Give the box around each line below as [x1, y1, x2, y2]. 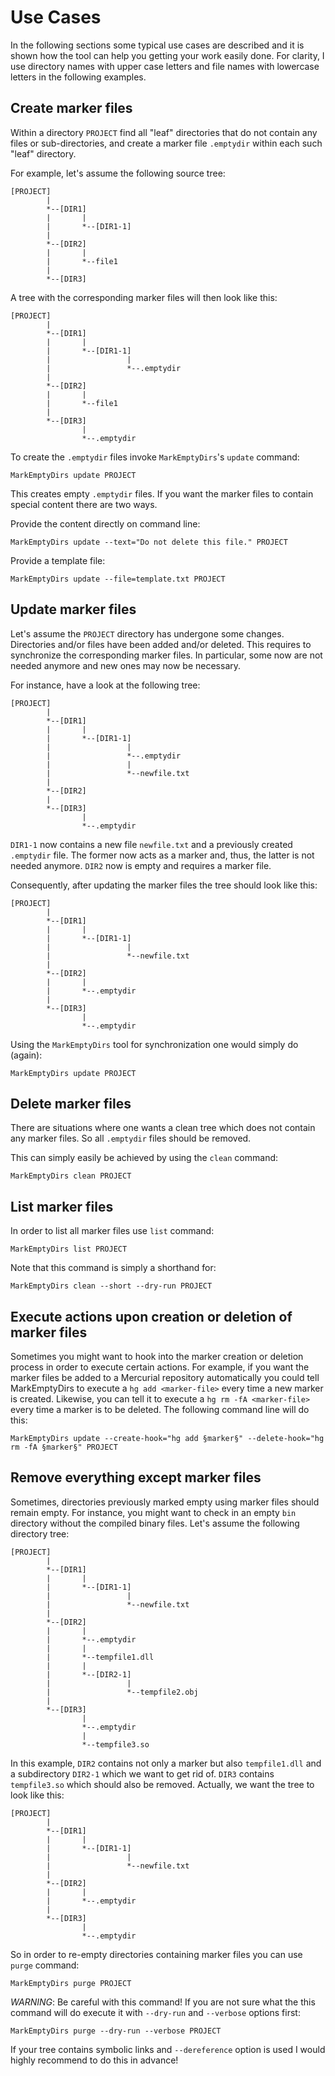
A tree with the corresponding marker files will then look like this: [10, 291, 278, 303]
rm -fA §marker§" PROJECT [10, 1442, 118, 1452]
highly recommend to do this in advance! [10, 2054, 179, 2066]
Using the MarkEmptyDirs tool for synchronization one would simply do [10, 1038, 299, 1050]
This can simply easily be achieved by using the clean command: [10, 1152, 279, 1164]
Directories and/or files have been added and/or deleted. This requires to [10, 638, 312, 650]
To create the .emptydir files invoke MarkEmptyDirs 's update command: [10, 451, 300, 463]
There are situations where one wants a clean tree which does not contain [10, 1122, 316, 1134]
